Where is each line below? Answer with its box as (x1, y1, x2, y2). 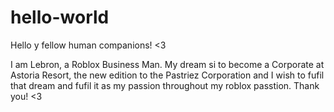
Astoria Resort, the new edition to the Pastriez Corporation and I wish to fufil (10, 69, 325, 81)
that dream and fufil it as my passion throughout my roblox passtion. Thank (10, 79, 320, 91)
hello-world (10, 6, 110, 29)
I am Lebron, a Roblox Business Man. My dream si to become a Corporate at (10, 58, 325, 70)
